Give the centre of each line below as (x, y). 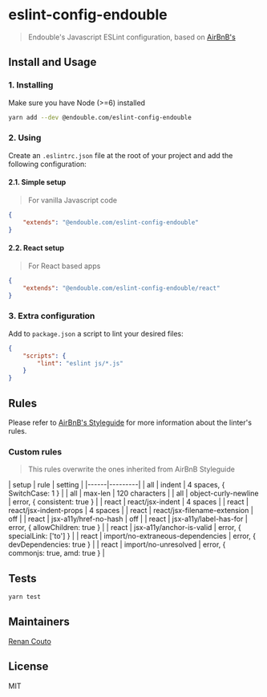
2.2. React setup (36, 248)
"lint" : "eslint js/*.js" (81, 363)
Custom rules (35, 451)
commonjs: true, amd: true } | (57, 553)
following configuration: (47, 164)
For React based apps (64, 266)
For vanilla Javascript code (73, 200)
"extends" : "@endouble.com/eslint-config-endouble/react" (121, 288)
